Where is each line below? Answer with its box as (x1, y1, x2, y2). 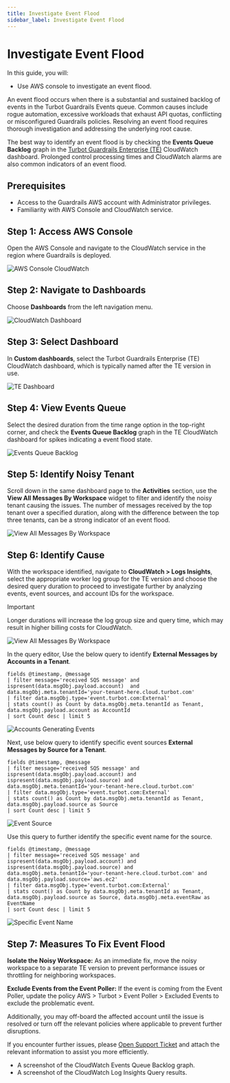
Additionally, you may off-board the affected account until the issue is (7, 1012, 205, 1020)
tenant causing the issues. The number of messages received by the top (7, 501, 212, 509)
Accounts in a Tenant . (7, 658, 71, 666)
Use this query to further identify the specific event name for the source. (7, 832, 213, 841)
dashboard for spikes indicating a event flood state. (7, 435, 153, 443)
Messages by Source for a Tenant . (7, 746, 107, 754)
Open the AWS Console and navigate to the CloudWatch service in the (7, 244, 206, 252)
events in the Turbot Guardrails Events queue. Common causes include (7, 103, 208, 111)
